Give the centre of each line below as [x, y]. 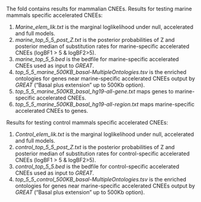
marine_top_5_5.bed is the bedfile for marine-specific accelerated [97, 59]
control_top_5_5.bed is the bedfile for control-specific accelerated [97, 167]
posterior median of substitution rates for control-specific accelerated [102, 153]
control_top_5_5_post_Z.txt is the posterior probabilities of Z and [95, 147]
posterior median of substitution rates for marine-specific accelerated [102, 46]
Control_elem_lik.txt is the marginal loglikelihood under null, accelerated [104, 134]
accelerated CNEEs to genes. [51, 111]
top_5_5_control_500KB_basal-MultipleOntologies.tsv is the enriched [100, 179]
